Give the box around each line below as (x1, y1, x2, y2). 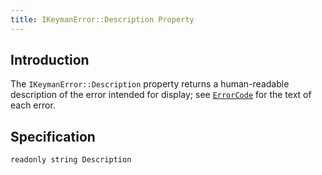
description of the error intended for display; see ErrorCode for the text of (10, 89, 312, 101)
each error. (10, 99, 56, 111)
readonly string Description (10, 155, 132, 165)
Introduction (10, 52, 90, 69)
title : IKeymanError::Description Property (10, 14, 195, 25)
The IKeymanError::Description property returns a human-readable (10, 78, 290, 90)
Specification (10, 128, 96, 145)
